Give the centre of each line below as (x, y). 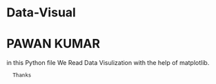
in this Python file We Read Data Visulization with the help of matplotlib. (108, 63)
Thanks (22, 75)
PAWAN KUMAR (53, 44)
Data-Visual (41, 13)
